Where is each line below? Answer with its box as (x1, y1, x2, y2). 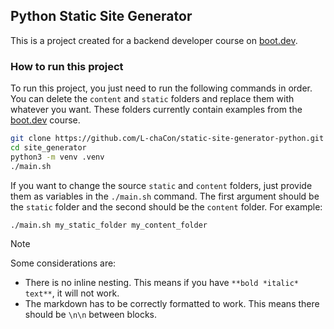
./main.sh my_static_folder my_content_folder (10, 220, 208, 230)
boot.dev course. (10, 114, 81, 126)
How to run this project (10, 59, 124, 73)
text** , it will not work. (24, 287, 120, 299)
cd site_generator (10, 142, 87, 153)
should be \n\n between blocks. (24, 309, 158, 321)
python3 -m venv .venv (10, 152, 105, 162)
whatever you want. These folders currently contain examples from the (10, 104, 303, 116)
